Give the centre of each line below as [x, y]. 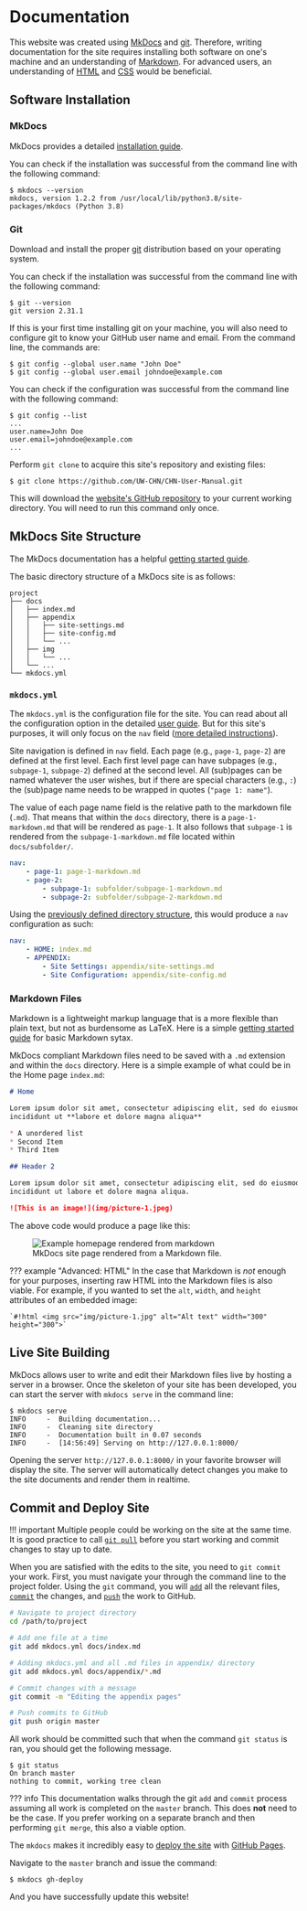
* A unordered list [47, 1133]
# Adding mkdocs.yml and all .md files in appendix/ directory [132, 1663]
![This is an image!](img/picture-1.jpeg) [91, 1208]
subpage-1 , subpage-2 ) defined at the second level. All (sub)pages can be [146, 771]
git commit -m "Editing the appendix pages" [95, 1697]
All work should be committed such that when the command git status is [148, 1739]
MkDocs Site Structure [75, 537]
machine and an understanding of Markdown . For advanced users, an [141, 61]
